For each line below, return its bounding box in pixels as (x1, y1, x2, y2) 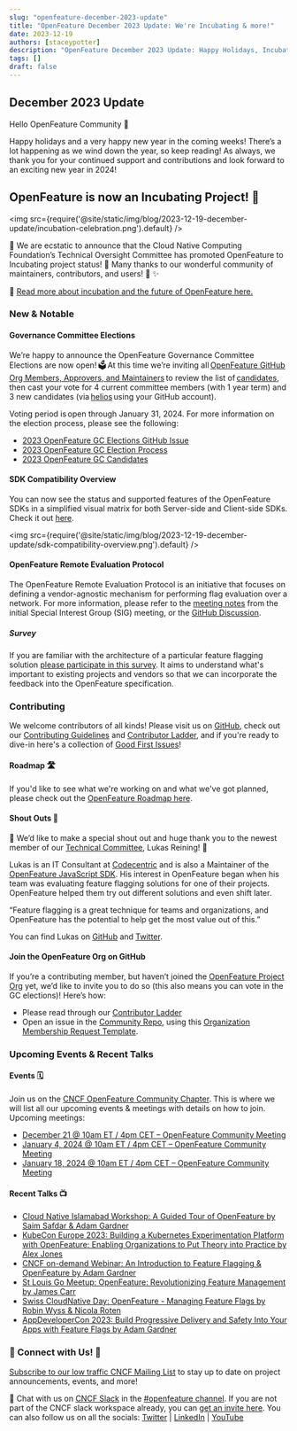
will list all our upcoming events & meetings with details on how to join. (9, 1103, 266, 1114)
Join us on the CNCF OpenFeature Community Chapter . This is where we (9, 1093, 276, 1104)
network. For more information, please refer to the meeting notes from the (9, 598, 278, 609)
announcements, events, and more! (9, 1375, 139, 1387)
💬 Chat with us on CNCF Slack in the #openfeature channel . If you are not (9, 1393, 278, 1404)
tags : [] (9, 54, 42, 63)
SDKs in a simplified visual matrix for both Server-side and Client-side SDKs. (9, 502, 288, 514)
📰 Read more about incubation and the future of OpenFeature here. (9, 285, 254, 297)
